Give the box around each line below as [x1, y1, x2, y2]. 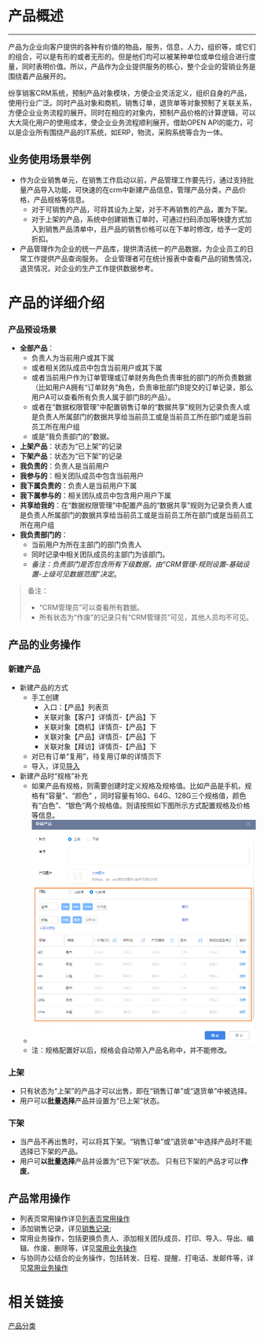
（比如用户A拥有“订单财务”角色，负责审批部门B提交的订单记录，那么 [31, 383, 254, 392]
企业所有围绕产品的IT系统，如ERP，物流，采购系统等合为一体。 [21, 127, 228, 137]
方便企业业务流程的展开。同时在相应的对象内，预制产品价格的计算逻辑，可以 [8, 108, 256, 117]
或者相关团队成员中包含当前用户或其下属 [31, 363, 163, 373]
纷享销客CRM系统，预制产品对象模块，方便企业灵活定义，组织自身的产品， [8, 88, 251, 97]
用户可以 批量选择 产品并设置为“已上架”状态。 [19, 1096, 164, 1105]
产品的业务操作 [8, 638, 81, 651]
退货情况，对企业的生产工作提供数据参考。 [19, 263, 158, 273]
